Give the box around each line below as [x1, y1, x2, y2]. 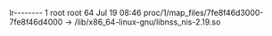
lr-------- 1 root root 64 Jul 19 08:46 [9, 8, 142, 18]
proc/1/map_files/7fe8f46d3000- [143, 8, 264, 18]
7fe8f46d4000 [9, 17, 63, 27]
